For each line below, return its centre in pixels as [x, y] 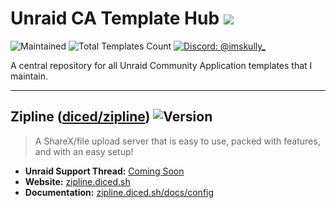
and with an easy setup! [84, 151]
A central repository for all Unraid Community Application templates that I [161, 65]
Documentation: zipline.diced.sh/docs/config [119, 192]
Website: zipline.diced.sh [77, 181]
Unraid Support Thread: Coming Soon [104, 171]
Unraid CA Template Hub [115, 18]
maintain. [29, 76]
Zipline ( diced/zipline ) [80, 117]
